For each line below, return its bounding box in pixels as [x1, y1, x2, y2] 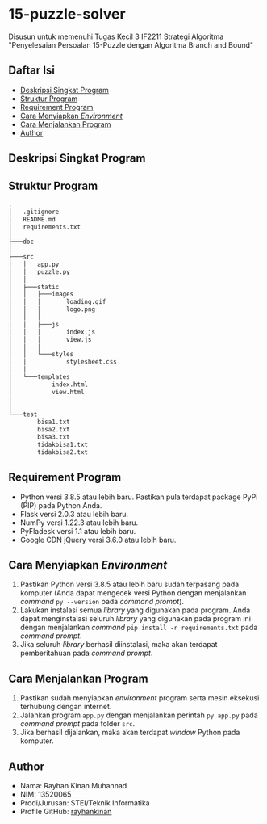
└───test [8, 410, 38, 418]
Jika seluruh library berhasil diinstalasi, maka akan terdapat [19, 640, 218, 650]
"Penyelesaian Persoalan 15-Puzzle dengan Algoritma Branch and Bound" [8, 40, 254, 49]
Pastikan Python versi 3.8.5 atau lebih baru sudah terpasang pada [19, 579, 240, 590]
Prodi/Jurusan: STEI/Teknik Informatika [19, 797, 151, 808]
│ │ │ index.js [8, 328, 95, 336]
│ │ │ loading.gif [8, 298, 106, 306]
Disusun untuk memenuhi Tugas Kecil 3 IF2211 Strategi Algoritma [8, 32, 224, 41]
